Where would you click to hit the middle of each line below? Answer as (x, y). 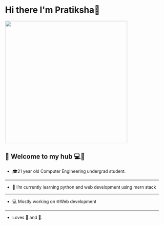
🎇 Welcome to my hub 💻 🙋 (45, 157)
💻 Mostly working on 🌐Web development (54, 201)
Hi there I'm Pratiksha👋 (52, 10)
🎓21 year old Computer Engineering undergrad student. (69, 171)
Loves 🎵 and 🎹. (27, 217)
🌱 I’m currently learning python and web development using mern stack (84, 187)
